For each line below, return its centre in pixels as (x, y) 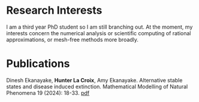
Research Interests (54, 10)
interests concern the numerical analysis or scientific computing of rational (99, 33)
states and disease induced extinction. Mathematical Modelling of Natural (97, 86)
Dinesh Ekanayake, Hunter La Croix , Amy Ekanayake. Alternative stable (94, 80)
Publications (38, 64)
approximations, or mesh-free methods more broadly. (73, 39)
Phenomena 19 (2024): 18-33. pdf (48, 92)
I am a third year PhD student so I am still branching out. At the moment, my (99, 27)
